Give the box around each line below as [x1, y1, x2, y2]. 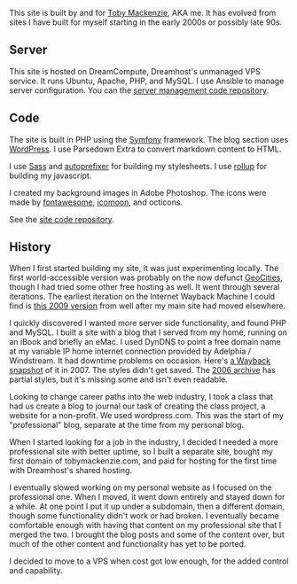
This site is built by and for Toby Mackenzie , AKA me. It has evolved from [9, 8, 277, 18]
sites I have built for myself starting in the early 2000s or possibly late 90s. [9, 17, 283, 27]
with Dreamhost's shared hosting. [9, 465, 133, 476]
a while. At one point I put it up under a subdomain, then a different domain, [9, 501, 285, 512]
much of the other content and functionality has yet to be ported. [9, 539, 246, 549]
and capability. [9, 565, 64, 576]
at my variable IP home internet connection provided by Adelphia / [9, 346, 251, 357]
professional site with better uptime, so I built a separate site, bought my [9, 447, 273, 457]
